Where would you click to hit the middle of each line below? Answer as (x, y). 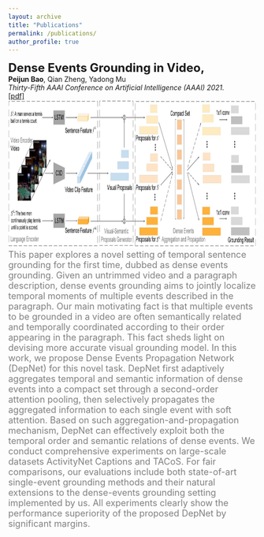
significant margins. (49, 524)
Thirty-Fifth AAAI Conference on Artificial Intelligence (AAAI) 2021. (116, 88)
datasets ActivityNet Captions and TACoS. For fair (112, 462)
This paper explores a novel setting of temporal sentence (127, 255)
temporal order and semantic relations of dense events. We (132, 441)
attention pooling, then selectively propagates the (112, 400)
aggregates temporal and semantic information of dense (126, 379)
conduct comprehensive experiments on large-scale (117, 451)
